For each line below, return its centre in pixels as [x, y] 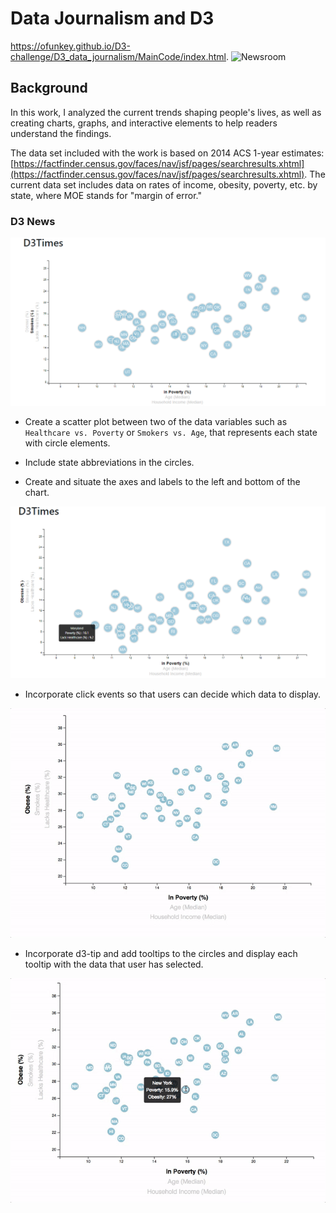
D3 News [33, 221]
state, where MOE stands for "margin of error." [106, 195]
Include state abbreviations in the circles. [109, 463]
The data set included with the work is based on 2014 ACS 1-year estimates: [167, 153]
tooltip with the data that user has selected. [114, 964]
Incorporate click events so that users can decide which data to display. [173, 694]
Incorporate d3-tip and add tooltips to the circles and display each [161, 954]
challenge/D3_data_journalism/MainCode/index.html [118, 56]
